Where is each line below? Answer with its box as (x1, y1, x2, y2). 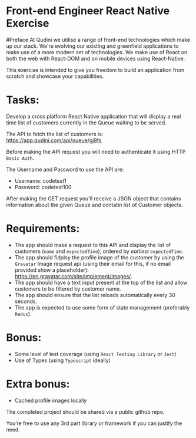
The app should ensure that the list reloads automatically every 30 (14, 291, 175, 298)
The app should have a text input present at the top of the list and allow (14, 279, 188, 286)
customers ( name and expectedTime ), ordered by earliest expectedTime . (14, 248, 184, 255)
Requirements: (6, 222, 80, 235)
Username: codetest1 (14, 177, 67, 184)
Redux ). (14, 310, 32, 317)
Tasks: (6, 93, 39, 107)
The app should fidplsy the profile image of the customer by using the (14, 253, 184, 261)
